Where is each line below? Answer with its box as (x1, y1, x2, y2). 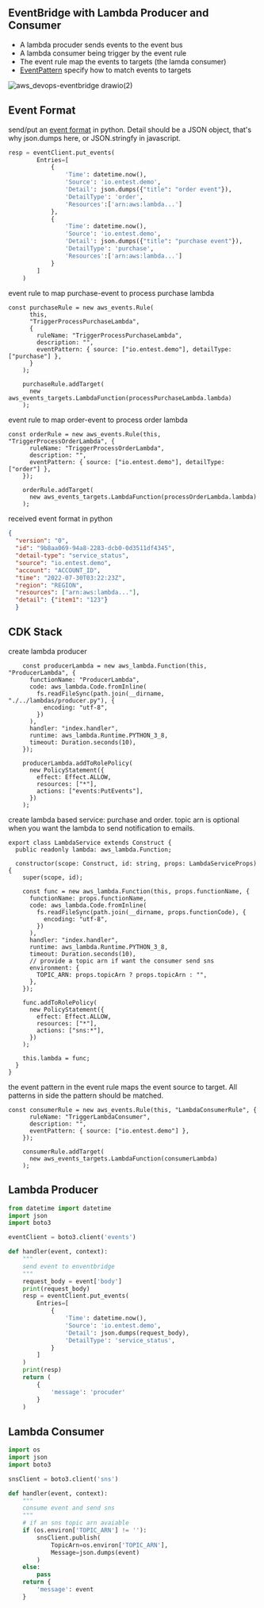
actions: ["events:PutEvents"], (36, 787, 144, 795)
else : (22, 1563, 41, 1571)
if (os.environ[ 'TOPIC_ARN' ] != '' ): (22, 1526, 147, 1535)
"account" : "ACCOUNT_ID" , (15, 566, 101, 575)
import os (8, 1446, 41, 1454)
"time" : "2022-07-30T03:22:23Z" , (15, 574, 126, 582)
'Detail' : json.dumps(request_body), (64, 1329, 190, 1337)
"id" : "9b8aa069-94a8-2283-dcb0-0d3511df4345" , (15, 544, 176, 552)
